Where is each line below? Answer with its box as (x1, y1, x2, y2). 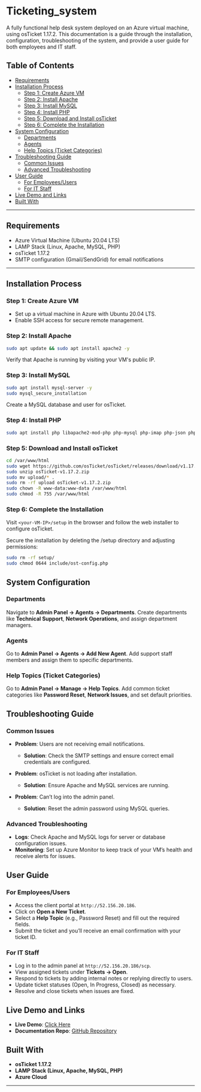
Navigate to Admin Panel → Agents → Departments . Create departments (6, 608, 187, 616)
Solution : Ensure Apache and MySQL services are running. (23, 782, 170, 789)
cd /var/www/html (6, 457, 50, 463)
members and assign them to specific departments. (6, 656, 133, 664)
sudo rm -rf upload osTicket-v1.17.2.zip (6, 480, 111, 486)
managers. (6, 621, 33, 628)
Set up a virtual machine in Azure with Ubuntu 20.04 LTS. (14, 310, 157, 317)
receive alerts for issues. (14, 853, 76, 860)
